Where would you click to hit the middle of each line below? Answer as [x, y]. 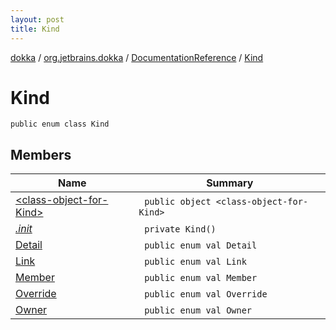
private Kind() [180, 229]
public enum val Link [195, 262]
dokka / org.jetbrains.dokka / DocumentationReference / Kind [137, 57]
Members [41, 154]
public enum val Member [201, 278]
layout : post [37, 19]
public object [178, 202]
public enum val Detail [201, 245]
